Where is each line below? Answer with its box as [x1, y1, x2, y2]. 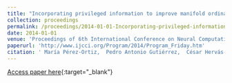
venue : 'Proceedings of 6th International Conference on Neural [7, 36, 196, 43]
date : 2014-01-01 [7, 29, 57, 37]
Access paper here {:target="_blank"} [7, 67, 113, 76]
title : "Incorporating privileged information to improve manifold [7, 10, 206, 17]
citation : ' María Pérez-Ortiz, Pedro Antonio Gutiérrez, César [7, 49, 202, 56]
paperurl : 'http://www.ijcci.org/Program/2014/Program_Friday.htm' [7, 42, 206, 49]
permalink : [7, 23, 39, 30]
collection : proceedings [7, 17, 79, 24]
